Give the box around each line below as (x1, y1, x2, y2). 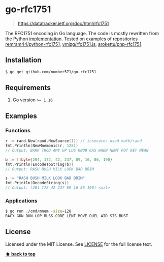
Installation (5, 56, 42, 65)
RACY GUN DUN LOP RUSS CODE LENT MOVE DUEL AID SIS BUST (5, 214, 128, 219)
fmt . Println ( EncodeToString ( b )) (5, 162, 74, 167)
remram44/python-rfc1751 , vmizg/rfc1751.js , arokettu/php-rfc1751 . (5, 41, 143, 47)
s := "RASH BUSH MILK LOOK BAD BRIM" (5, 176, 85, 181)
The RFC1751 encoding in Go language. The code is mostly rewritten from (5, 30, 159, 36)
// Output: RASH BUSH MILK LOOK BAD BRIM (5, 166, 94, 171)
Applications (5, 197, 38, 204)
